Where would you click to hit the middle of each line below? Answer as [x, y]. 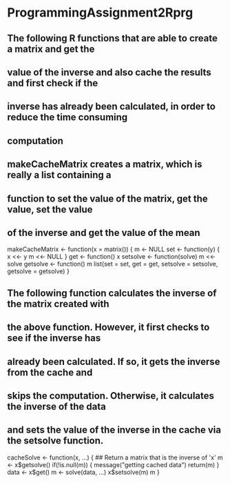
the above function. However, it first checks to [108, 327]
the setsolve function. [55, 441]
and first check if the [53, 83]
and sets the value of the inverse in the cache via [114, 430]
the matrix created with [58, 304]
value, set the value [50, 209]
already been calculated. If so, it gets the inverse [114, 361]
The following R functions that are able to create [113, 38]
